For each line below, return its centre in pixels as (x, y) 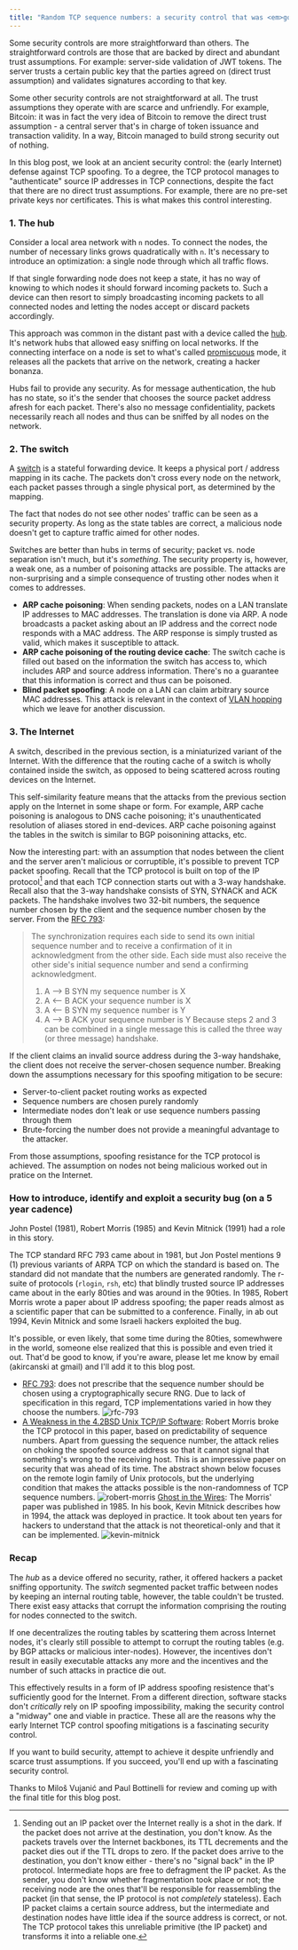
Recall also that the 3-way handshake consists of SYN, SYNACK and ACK (143, 891)
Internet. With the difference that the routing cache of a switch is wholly (140, 760)
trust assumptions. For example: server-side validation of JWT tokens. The (145, 61)
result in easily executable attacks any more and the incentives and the (139, 1660)
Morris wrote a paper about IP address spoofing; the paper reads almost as (147, 1302)
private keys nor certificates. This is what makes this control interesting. (141, 200)
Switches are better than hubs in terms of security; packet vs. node (132, 550)
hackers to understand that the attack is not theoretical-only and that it (151, 1525)
